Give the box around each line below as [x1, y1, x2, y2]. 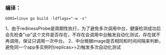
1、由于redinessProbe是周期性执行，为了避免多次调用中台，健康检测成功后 [5, 25, 161, 31]
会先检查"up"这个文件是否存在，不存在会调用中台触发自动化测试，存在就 [5, 31, 156, 38]
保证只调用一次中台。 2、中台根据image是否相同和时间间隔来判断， [22, 38, 163, 44]
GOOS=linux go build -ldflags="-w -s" [5, 16, 87, 21]
